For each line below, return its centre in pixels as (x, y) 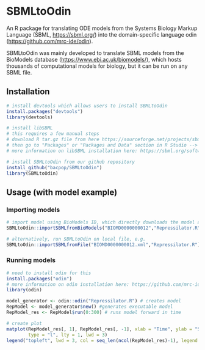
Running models (31, 260)
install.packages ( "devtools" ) (45, 111)
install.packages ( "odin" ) (39, 279)
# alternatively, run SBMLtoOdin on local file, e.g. (76, 239)
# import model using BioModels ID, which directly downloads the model (101, 222)
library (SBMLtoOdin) (33, 173)
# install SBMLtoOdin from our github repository (71, 162)
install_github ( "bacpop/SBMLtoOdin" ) (54, 167)
